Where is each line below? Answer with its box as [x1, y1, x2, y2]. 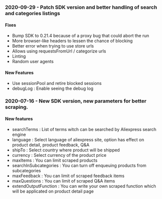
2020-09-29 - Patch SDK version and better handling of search [5, 4, 158, 11]
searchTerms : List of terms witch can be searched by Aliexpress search [12, 127, 157, 133]
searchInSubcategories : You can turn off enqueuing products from [12, 163, 146, 168]
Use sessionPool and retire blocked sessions [12, 81, 102, 86]
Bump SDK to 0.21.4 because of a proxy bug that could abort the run [12, 33, 149, 39]
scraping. [5, 104, 28, 111]
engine [12, 132, 26, 137]
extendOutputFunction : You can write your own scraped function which [12, 183, 156, 189]
